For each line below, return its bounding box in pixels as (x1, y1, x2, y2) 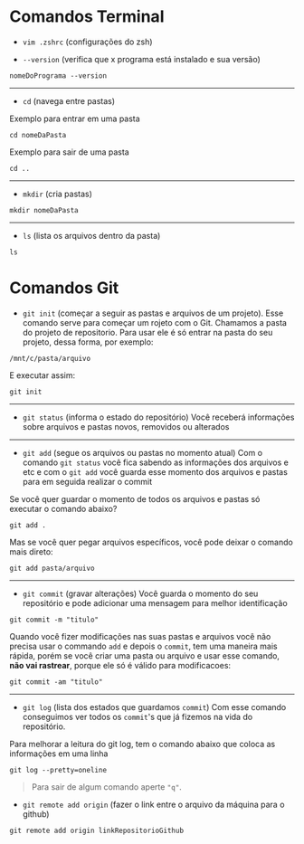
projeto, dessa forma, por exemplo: (22, 337, 154, 347)
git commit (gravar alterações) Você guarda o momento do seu (22, 588, 259, 599)
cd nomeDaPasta (9, 130, 67, 139)
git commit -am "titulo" (9, 677, 103, 687)
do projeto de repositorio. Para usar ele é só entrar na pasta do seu (22, 327, 273, 337)
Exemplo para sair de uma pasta (9, 147, 129, 157)
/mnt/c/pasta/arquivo (9, 354, 91, 363)
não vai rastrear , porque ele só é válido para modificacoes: (9, 659, 232, 670)
